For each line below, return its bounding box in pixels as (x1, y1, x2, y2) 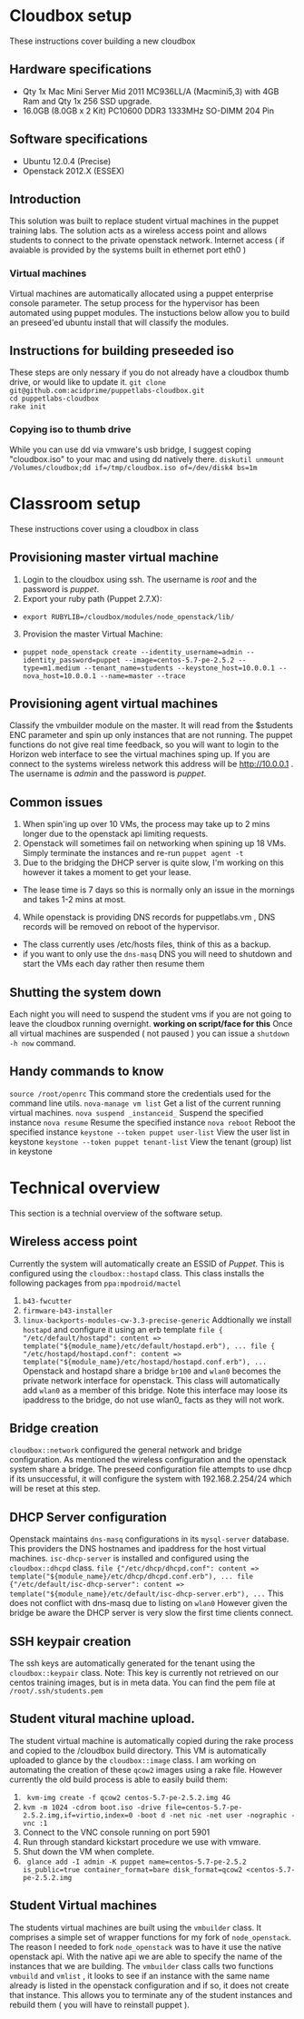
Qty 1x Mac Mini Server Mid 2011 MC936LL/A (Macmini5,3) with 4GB (22, 85, 279, 96)
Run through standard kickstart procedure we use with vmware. (22, 1836, 261, 1847)
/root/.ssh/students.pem (9, 1686, 103, 1696)
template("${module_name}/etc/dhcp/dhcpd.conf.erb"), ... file (9, 1572, 254, 1581)
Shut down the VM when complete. (22, 1846, 154, 1856)
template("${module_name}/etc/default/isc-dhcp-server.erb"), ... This (9, 1588, 284, 1599)
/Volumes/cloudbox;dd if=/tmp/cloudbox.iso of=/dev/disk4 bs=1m (9, 463, 258, 472)
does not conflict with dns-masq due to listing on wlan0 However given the (9, 1598, 288, 1609)
